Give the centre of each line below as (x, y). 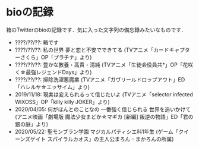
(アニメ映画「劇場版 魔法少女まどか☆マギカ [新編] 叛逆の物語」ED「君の (104, 116)
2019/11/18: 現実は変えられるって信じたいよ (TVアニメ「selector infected (104, 94)
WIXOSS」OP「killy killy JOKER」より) (62, 102)
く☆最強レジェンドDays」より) (53, 72)
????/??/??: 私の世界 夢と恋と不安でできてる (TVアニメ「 (84, 50)
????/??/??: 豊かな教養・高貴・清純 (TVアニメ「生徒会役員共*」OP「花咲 (104, 64)
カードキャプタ (172, 50)
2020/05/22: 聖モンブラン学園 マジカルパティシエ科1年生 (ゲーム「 (97, 131)
